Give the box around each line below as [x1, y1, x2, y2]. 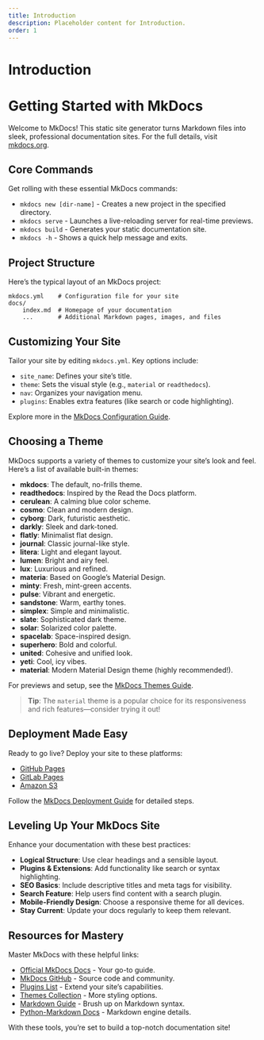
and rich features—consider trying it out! [27, 704, 161, 714]
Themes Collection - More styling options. [19, 991, 158, 1000]
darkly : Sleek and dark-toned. [19, 521, 119, 532]
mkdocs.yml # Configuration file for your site [8, 293, 179, 301]
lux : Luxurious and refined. [19, 564, 109, 574]
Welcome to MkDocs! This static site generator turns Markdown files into [8, 123, 247, 132]
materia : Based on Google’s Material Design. [19, 572, 166, 581]
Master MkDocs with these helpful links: [8, 950, 140, 960]
